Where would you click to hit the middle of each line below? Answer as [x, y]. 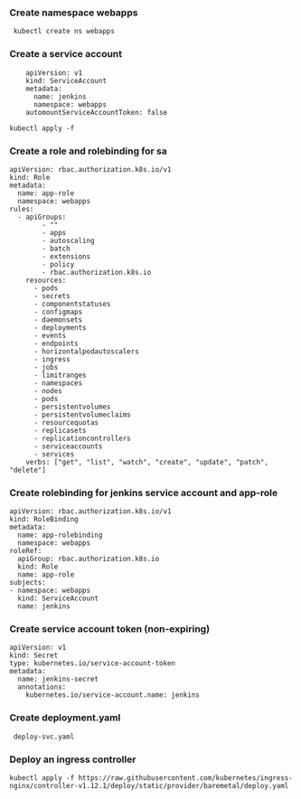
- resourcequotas [66, 422]
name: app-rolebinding [60, 535]
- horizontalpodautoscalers [86, 351]
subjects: [28, 583]
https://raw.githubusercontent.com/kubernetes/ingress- [186, 778]
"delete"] [28, 470]
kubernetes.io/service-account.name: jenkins [113, 695]
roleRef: [26, 551]
